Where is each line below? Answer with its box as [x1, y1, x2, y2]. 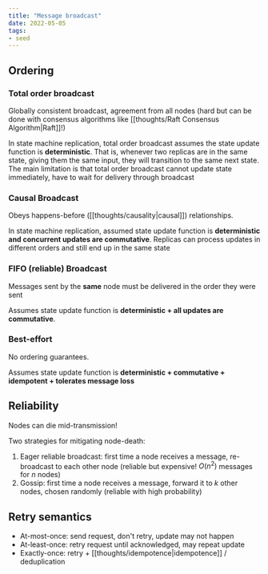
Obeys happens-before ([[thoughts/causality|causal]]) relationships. [8, 211, 234, 220]
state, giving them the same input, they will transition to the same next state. [8, 155, 260, 165]
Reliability [8, 399, 59, 413]
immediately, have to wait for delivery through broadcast [8, 172, 194, 182]
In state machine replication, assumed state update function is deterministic [8, 226, 261, 236]
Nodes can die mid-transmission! [8, 420, 118, 430]
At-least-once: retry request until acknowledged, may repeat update [19, 540, 246, 549]
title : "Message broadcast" [8, 11, 102, 20]
